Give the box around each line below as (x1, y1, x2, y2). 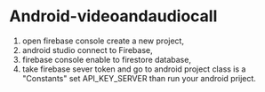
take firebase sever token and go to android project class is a (21, 64, 246, 74)
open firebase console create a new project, (21, 35, 185, 46)
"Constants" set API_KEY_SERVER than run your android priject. (21, 73, 256, 83)
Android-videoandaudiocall (9, 6, 218, 27)
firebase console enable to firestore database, (21, 54, 191, 65)
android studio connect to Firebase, (21, 44, 153, 55)
